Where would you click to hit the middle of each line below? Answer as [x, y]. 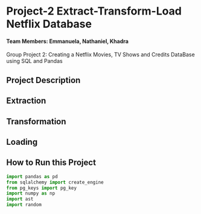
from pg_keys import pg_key [42, 188]
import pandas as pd [32, 176]
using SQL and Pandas [34, 61]
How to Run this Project [51, 163]
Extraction [26, 101]
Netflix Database [49, 24]
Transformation [36, 122]
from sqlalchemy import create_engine [55, 182]
